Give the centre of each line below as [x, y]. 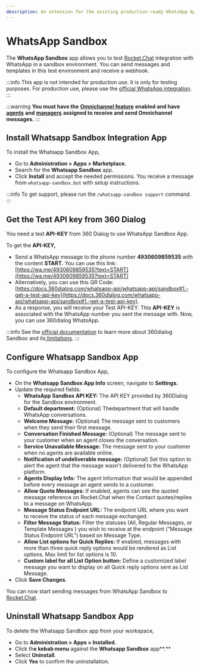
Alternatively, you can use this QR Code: [64, 282]
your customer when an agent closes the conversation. [91, 440]
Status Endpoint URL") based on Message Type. [82, 535]
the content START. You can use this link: [66, 263]
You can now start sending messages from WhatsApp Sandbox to [87, 591]
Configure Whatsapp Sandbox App [72, 357]
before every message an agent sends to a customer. [89, 485]
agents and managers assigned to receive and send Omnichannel [89, 113]
